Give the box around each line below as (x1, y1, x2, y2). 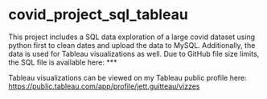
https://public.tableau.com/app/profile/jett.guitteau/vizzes (8, 81, 200, 91)
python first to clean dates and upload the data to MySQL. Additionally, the (8, 40, 256, 49)
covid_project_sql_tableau (8, 6, 189, 24)
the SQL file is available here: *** (8, 57, 117, 67)
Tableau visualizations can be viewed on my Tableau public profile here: (8, 73, 247, 82)
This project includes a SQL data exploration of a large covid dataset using (8, 32, 256, 42)
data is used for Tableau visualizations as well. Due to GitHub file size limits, (8, 49, 260, 58)
